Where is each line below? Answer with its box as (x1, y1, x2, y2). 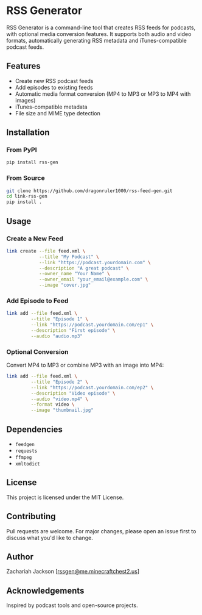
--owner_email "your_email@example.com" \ (38, 276, 148, 282)
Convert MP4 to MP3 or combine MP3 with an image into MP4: (6, 361, 164, 369)
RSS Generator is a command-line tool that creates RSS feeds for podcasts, (6, 24, 196, 31)
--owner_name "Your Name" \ (38, 271, 111, 277)
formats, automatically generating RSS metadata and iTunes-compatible (6, 37, 187, 44)
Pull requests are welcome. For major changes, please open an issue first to (6, 527, 197, 534)
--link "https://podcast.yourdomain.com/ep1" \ (30, 322, 154, 328)
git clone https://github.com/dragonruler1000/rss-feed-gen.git (6, 187, 173, 194)
